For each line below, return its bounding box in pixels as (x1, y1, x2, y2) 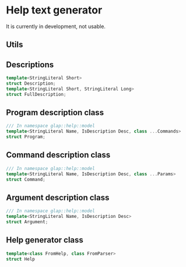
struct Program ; (6, 134, 45, 140)
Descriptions (6, 60, 54, 70)
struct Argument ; (6, 219, 48, 225)
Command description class (6, 150, 111, 160)
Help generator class (6, 235, 83, 245)
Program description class (6, 108, 104, 117)
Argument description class (6, 192, 110, 202)
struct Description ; (6, 81, 57, 86)
